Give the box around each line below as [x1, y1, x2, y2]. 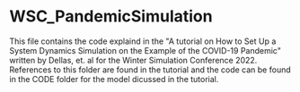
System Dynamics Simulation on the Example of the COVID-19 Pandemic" [9, 45, 281, 55]
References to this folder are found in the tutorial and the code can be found [9, 64, 292, 75]
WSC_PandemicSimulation [9, 6, 213, 27]
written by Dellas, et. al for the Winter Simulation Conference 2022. [9, 54, 258, 65]
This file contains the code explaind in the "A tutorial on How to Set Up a [9, 36, 277, 46]
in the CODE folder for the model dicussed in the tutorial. [9, 73, 219, 84]
